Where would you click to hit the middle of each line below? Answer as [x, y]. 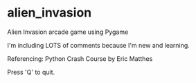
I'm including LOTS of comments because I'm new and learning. [99, 45]
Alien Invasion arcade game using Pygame [68, 32]
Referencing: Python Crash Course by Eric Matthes [80, 58]
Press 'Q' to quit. [31, 72]
